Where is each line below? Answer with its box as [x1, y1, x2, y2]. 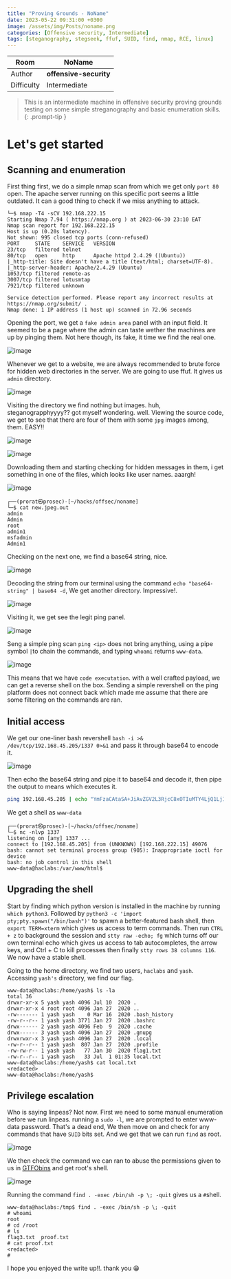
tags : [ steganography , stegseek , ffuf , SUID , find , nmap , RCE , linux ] [7, 36, 214, 43]
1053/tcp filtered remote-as [7, 270, 91, 277]
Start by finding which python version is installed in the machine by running [7, 902, 221, 910]
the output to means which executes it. [7, 782, 118, 791]
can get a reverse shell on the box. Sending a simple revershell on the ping [7, 681, 219, 689]
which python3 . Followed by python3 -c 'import [7, 909, 142, 917]
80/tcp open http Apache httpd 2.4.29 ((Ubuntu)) [7, 252, 186, 259]
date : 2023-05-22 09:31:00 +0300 [7, 17, 103, 23]
